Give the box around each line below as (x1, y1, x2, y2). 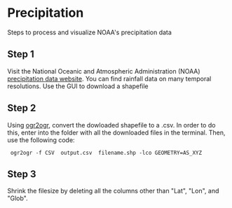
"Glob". (7, 194, 28, 202)
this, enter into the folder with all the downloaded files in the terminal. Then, (7, 128, 226, 137)
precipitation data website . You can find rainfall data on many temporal (7, 74, 212, 83)
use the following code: (7, 135, 75, 144)
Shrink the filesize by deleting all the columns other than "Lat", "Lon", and (7, 187, 219, 195)
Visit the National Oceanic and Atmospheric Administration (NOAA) (7, 67, 201, 75)
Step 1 (7, 48, 35, 60)
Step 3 (7, 168, 36, 180)
